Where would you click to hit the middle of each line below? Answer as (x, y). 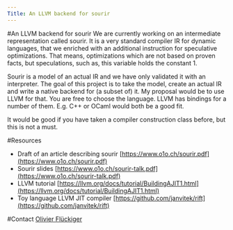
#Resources (24, 140)
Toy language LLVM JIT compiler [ (66, 198)
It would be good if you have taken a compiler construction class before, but (116, 120)
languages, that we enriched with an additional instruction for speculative (112, 48)
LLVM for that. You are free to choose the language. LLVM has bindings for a (117, 99)
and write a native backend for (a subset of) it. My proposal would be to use (116, 91)
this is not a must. (32, 126)
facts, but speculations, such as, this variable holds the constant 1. (102, 63)
